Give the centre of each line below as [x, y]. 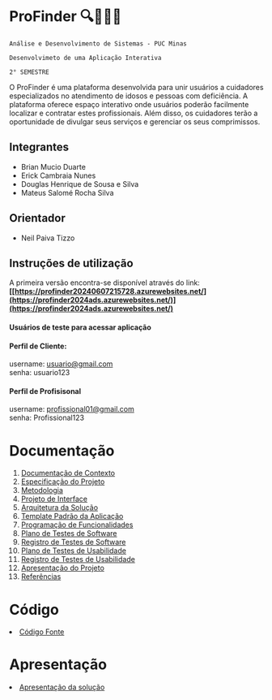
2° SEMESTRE [29, 72]
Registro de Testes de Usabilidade [78, 560]
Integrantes [39, 147]
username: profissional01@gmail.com [72, 409]
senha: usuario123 [40, 373]
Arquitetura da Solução [59, 508]
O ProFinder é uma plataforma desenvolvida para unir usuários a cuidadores [136, 87]
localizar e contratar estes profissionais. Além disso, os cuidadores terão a [134, 113]
